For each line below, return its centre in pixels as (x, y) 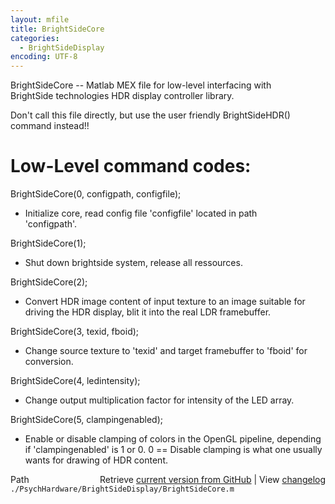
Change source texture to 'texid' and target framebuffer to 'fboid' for (166, 351)
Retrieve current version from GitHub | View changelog (212, 480)
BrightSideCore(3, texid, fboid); (75, 332)
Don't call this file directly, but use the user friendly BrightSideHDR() (150, 115)
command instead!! (50, 126)
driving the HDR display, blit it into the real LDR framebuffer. (148, 312)
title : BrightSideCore (57, 29)
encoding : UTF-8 (44, 57)
